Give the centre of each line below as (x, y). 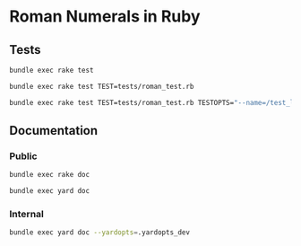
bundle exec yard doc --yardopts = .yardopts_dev (100, 233)
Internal (27, 214)
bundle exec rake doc (50, 175)
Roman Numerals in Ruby (105, 17)
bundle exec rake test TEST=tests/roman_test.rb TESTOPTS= (122, 102)
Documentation (54, 131)
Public (23, 156)
